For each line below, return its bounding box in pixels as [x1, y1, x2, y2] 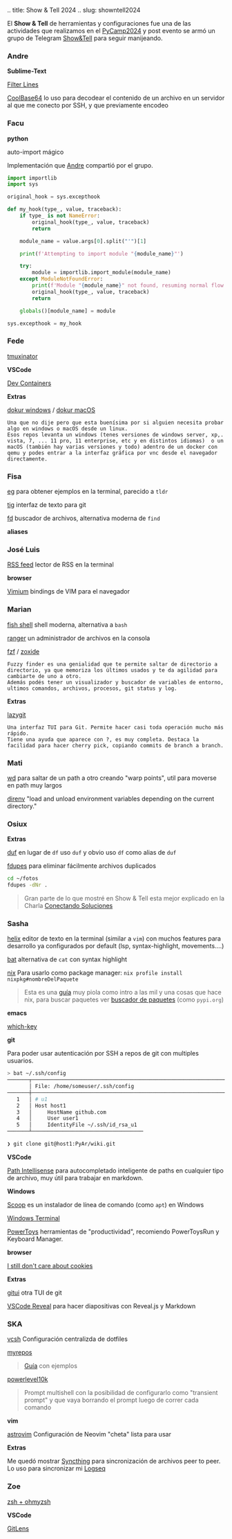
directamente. [7, 455, 48, 463]
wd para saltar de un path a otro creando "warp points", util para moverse [7, 774, 217, 782]
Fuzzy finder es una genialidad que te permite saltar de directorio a [7, 661, 217, 668]
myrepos [7, 1349, 32, 1357]
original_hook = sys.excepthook [7, 193, 100, 200]
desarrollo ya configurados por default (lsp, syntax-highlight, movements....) [7, 942, 224, 950]
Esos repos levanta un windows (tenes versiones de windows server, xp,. [7, 431, 224, 438]
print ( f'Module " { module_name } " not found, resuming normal [32, 282, 209, 290]
